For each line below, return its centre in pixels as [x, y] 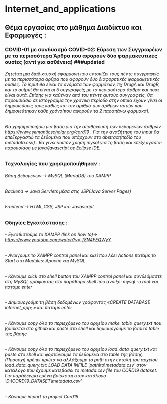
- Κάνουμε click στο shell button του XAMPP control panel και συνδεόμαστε [83, 276]
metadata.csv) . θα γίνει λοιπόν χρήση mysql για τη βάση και [69, 142]
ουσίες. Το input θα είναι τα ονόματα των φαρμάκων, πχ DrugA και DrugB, [83, 85]
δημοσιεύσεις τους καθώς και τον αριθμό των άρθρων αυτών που [74, 106]
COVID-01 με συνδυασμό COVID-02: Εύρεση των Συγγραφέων [83, 49]
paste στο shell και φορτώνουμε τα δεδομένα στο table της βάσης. [74, 354]
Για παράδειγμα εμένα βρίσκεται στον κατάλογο [56, 376]
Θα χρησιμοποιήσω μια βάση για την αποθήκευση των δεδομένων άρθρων [83, 126]
